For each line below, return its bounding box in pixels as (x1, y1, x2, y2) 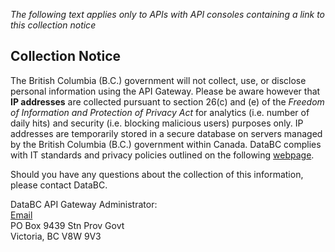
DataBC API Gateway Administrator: (10, 198, 158, 210)
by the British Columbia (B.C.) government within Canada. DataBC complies (10, 138, 322, 150)
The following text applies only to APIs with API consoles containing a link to (10, 9, 326, 20)
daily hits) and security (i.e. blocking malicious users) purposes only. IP (10, 117, 304, 129)
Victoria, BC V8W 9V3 (10, 230, 102, 242)
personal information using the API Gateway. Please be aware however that (10, 85, 321, 97)
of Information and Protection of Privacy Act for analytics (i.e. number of (10, 106, 310, 118)
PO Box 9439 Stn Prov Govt (10, 219, 125, 231)
